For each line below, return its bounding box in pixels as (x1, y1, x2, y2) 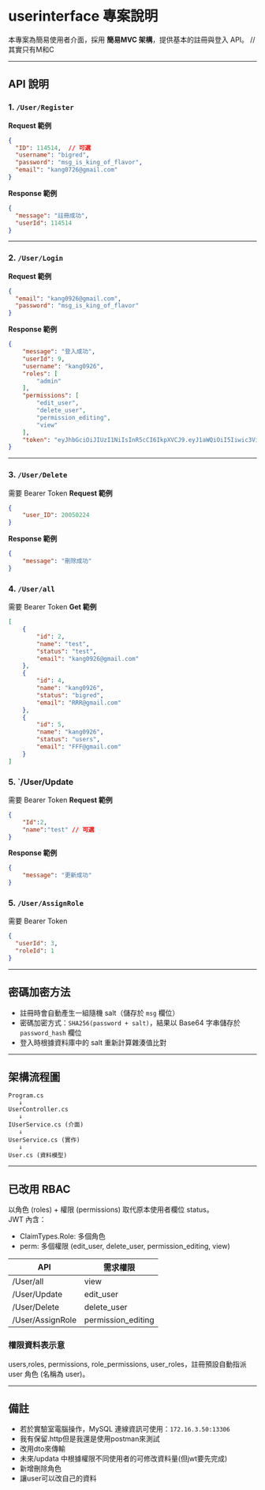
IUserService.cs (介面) (8, 1121, 84, 1129)
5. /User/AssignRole (8, 897, 84, 908)
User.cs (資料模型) (8, 1152, 68, 1160)
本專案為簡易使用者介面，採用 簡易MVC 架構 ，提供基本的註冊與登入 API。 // (8, 35, 256, 44)
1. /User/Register (8, 102, 75, 113)
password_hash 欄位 (19, 1028, 82, 1037)
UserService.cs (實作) (8, 1136, 80, 1145)
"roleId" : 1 (15, 947, 55, 955)
